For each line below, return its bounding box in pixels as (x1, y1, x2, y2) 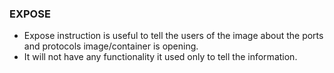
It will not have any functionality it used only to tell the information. (23, 51, 298, 63)
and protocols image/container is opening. (23, 40, 199, 52)
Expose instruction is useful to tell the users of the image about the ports (23, 30, 324, 42)
